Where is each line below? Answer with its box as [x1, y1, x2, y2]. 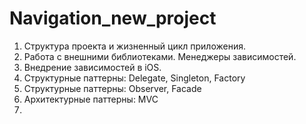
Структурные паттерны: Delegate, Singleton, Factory [23, 72, 246, 84]
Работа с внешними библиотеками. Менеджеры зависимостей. [23, 50, 297, 62]
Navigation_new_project [9, 7, 217, 30]
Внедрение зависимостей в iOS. [23, 61, 162, 73]
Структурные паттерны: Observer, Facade [23, 82, 202, 94]
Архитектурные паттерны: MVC [23, 93, 159, 105]
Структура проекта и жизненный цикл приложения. [23, 40, 246, 52]
